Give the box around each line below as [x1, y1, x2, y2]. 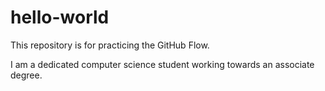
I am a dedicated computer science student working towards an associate [10, 58, 315, 70]
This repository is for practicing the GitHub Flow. [10, 39, 210, 51]
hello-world [10, 6, 110, 29]
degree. [10, 69, 43, 81]
